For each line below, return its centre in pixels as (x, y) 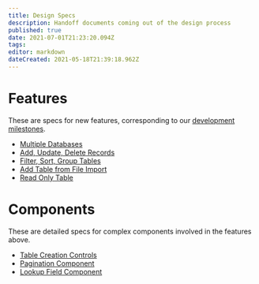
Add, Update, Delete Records (67, 152)
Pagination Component (57, 263)
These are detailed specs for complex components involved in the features (130, 231)
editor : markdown (37, 52)
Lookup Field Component (61, 271)
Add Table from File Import (63, 169)
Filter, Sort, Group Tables (60, 161)
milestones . (27, 129)
